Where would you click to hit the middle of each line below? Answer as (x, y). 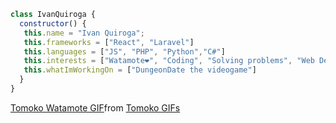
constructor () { (53, 23)
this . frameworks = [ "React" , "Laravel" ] (109, 42)
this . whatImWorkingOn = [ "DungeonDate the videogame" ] (140, 70)
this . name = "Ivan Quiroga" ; (84, 33)
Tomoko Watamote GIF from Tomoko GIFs (95, 107)
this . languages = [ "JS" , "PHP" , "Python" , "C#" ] (124, 51)
